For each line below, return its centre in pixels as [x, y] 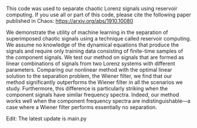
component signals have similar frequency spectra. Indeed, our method [93, 95]
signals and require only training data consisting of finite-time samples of [95, 51]
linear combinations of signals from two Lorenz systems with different [91, 63]
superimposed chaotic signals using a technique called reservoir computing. [98, 38]
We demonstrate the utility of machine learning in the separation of [87, 32]
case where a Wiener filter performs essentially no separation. [82, 107]
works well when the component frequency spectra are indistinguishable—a [98, 101]
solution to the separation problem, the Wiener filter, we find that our [89, 76]
